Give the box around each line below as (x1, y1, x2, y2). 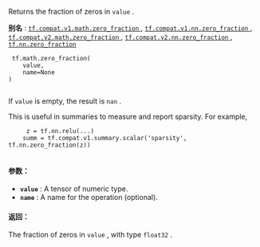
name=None (22, 69, 56, 76)
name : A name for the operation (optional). (19, 193, 158, 202)
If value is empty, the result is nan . (8, 96, 122, 106)
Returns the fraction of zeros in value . (8, 7, 135, 16)
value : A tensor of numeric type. (19, 184, 128, 194)
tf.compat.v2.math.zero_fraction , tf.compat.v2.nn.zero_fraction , (8, 32, 233, 41)
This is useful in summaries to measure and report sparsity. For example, (8, 112, 248, 121)
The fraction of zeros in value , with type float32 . (8, 230, 173, 240)
